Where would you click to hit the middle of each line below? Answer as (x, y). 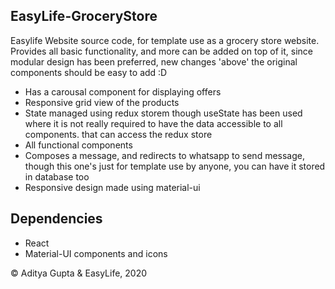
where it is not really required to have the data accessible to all (153, 123)
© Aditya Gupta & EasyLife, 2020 (79, 273)
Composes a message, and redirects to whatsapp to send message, (164, 155)
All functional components (78, 145)
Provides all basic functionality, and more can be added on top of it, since (161, 51)
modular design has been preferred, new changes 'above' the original (154, 61)
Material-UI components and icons (96, 253)
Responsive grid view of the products (102, 102)
